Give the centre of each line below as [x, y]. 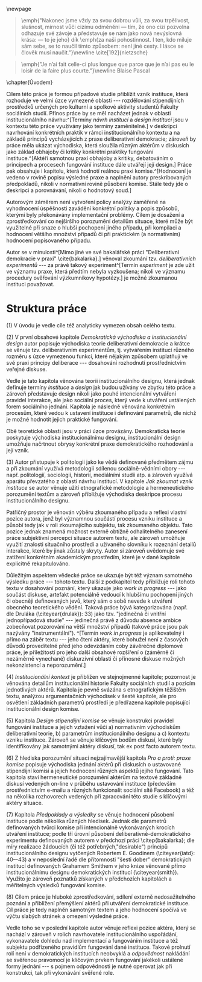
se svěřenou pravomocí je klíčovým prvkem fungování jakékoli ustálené [95, 960]
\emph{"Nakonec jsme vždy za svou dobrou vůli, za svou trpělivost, [105, 20]
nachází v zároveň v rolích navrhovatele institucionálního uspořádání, [92, 934]
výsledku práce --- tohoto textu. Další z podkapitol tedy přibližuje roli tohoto [101, 582]
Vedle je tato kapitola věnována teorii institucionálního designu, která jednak [100, 380]
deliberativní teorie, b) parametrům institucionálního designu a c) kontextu [98, 733]
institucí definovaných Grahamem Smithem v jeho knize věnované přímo [96, 865]
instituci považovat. [30, 284]
